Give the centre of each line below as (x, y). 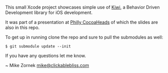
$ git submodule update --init (38, 46)
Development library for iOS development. (49, 12)
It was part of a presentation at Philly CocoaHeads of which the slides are (81, 22)
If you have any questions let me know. (46, 55)
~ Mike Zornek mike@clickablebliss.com (47, 65)
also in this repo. (22, 27)
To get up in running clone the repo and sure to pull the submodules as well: (84, 37)
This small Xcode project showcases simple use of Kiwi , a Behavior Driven (82, 7)
